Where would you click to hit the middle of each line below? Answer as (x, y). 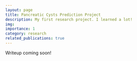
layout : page (19, 10)
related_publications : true (35, 39)
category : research (26, 34)
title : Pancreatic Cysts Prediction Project (53, 15)
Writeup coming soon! (28, 53)
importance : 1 (20, 29)
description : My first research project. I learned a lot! (69, 19)
